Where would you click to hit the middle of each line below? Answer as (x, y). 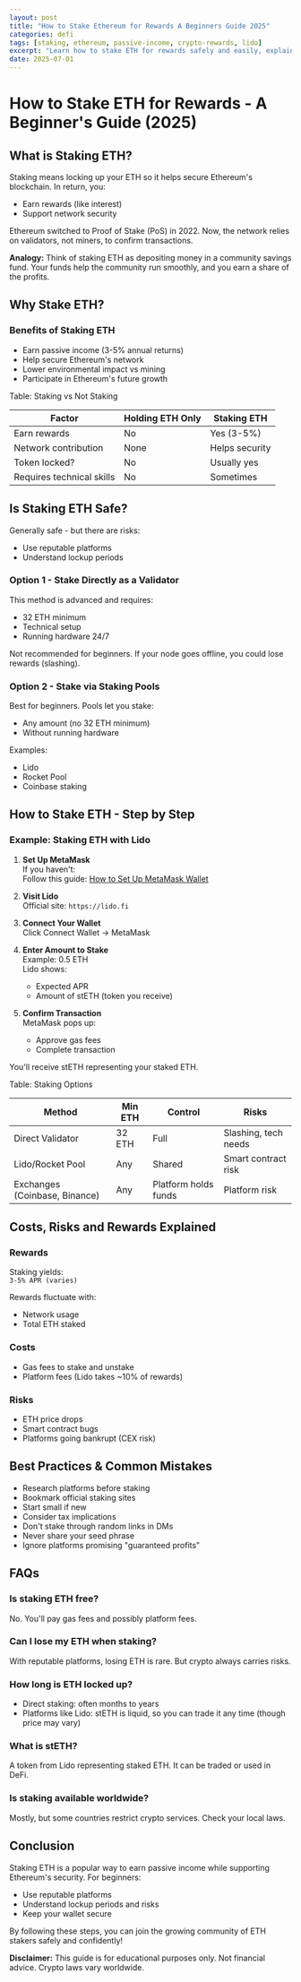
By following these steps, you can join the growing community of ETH (138, 1931)
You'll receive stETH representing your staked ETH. (104, 1066)
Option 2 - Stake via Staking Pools (85, 686)
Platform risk (250, 1190)
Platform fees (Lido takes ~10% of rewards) (103, 1376)
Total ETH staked (54, 1324)
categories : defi (42, 34)
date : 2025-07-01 (42, 59)
